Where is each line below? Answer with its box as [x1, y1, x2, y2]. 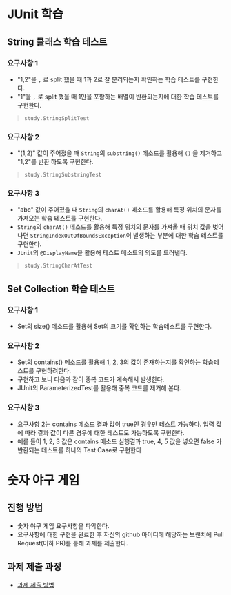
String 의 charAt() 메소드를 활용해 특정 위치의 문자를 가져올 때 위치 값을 [17, 223, 212, 231]
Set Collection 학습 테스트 [7, 283, 115, 294]
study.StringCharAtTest [23, 263, 93, 270]
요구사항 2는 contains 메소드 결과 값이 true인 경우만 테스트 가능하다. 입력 [17, 420, 215, 428]
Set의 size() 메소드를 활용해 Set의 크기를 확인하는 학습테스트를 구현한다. [17, 322, 212, 331]
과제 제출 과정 [7, 561, 62, 573]
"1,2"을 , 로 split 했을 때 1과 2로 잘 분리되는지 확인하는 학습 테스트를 [17, 75, 201, 83]
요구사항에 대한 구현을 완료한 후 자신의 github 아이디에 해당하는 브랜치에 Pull [17, 530, 224, 538]
